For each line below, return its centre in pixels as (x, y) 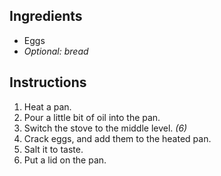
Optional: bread (56, 51)
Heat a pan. (47, 106)
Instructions (48, 82)
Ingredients (46, 16)
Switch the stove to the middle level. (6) (105, 128)
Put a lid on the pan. (65, 160)
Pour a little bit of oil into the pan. (92, 117)
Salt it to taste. (53, 149)
